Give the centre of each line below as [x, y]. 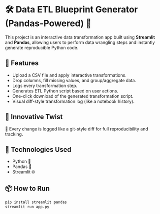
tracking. [14, 134]
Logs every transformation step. [45, 86]
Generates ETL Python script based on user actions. [65, 91]
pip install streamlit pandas [36, 202]
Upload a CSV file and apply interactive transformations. [69, 75]
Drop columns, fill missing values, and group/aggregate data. [74, 80]
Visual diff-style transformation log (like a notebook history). [73, 101]
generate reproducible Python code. [42, 47]
